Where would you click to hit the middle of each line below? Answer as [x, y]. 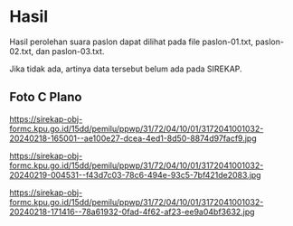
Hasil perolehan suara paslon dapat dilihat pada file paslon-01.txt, [132, 42]
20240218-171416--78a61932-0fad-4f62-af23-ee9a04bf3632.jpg [132, 212]
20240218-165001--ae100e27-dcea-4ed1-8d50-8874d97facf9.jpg [133, 138]
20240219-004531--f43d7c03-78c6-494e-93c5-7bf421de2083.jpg [135, 174]
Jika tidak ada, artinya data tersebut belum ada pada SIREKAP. [126, 69]
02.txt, [22, 51]
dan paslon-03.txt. [70, 51]
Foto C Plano [46, 97]
